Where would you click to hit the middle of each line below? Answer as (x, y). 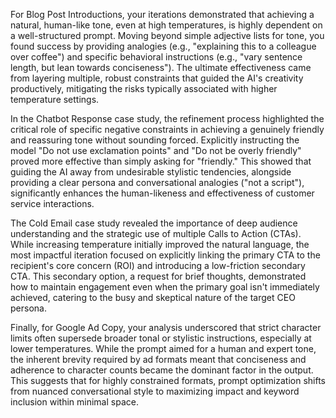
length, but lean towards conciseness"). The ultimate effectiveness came (161, 67)
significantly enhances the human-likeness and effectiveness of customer (162, 193)
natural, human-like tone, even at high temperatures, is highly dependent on (166, 25)
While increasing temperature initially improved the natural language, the (160, 244)
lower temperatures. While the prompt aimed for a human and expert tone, (163, 348)
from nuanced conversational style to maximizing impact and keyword (155, 391)
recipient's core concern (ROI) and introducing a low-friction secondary (158, 265)
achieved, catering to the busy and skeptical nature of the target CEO (153, 297)
